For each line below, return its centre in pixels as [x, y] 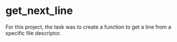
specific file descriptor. [33, 33]
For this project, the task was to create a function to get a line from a [88, 27]
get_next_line [39, 11]
